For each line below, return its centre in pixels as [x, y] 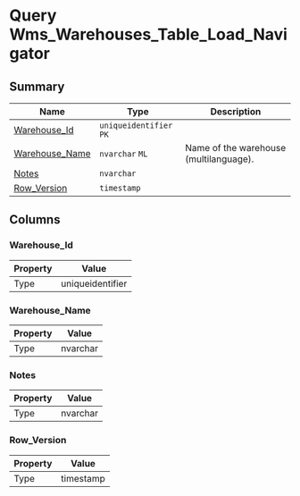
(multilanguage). [219, 159]
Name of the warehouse [235, 148]
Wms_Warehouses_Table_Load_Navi [149, 34]
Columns [35, 220]
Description [236, 111]
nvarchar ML [124, 154]
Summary [37, 86]
